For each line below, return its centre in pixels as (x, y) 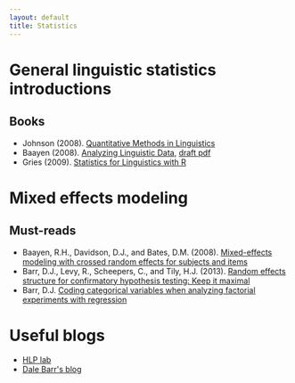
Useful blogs (57, 335)
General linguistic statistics (113, 70)
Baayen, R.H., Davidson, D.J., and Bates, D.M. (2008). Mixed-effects (147, 252)
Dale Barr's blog (52, 370)
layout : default (39, 17)
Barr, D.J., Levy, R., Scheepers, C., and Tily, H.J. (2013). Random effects (154, 271)
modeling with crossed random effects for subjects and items (135, 261)
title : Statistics (43, 26)
